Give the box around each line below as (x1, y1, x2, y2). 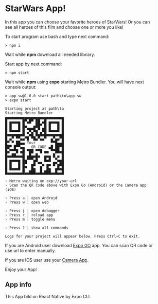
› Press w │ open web (5, 200, 49, 205)
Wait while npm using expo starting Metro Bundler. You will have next (5, 79, 144, 85)
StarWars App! (5, 3, 66, 14)
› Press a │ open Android (5, 196, 57, 200)
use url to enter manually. (5, 248, 56, 253)
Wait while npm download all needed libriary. (5, 52, 95, 57)
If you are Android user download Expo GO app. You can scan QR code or (5, 242, 153, 248)
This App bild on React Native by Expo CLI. (5, 293, 91, 299)
